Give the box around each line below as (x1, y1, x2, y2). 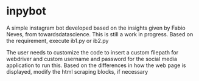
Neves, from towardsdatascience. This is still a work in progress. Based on (6, 30, 194, 37)
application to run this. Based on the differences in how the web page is (6, 62, 186, 69)
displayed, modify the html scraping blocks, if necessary (6, 68, 148, 75)
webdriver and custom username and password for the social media (6, 55, 178, 62)
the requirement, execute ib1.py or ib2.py (6, 37, 109, 44)
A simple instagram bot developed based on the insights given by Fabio (6, 24, 186, 31)
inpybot (6, 4, 47, 18)
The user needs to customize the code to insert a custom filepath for (6, 48, 178, 56)
